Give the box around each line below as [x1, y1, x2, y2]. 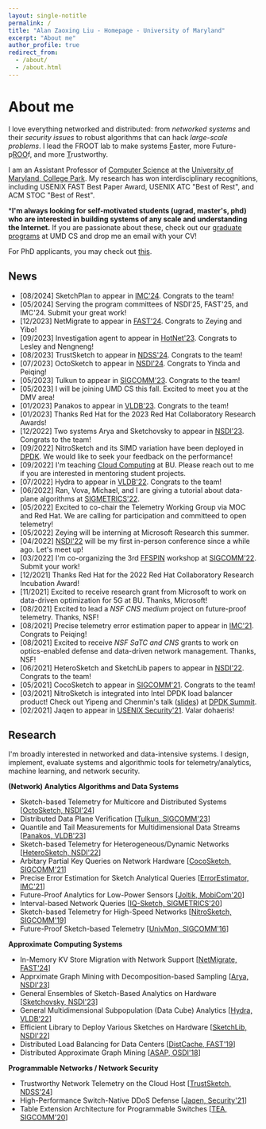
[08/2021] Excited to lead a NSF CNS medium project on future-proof [19, 604, 247, 613]
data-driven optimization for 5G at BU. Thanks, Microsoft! [19, 595, 208, 605]
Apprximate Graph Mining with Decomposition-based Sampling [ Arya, [19, 972, 249, 982]
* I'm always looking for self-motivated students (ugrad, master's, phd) [8, 205, 247, 215]
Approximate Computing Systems [8, 940, 123, 949]
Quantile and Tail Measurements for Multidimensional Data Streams [19, 822, 241, 832]
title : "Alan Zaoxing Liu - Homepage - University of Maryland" [8, 26, 226, 34]
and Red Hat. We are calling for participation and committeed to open [19, 510, 247, 520]
